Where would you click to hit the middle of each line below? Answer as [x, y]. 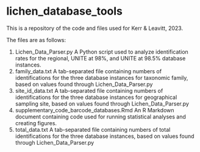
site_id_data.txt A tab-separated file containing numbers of [89, 90]
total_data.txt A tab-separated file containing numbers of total [93, 129]
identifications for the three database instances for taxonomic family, [102, 78]
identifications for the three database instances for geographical [96, 97]
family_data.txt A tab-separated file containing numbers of [88, 71]
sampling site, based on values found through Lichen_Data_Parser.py [102, 103]
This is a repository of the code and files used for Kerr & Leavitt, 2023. [95, 28]
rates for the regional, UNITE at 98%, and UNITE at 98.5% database [100, 58]
